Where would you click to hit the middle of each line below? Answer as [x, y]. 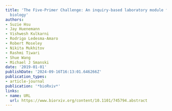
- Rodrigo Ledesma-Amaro [32, 39]
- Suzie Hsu [18, 24]
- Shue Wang [18, 58]
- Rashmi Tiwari [23, 53]
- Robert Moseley [24, 43]
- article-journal [25, 81]
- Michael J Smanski [27, 62]
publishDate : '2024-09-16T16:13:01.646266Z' [53, 72]
